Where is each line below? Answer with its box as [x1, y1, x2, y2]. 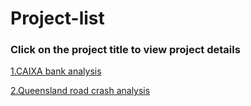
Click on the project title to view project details [10, 43, 241, 57]
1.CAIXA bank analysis [10, 65, 102, 77]
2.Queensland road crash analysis [10, 85, 151, 97]
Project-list [10, 7, 105, 30]
